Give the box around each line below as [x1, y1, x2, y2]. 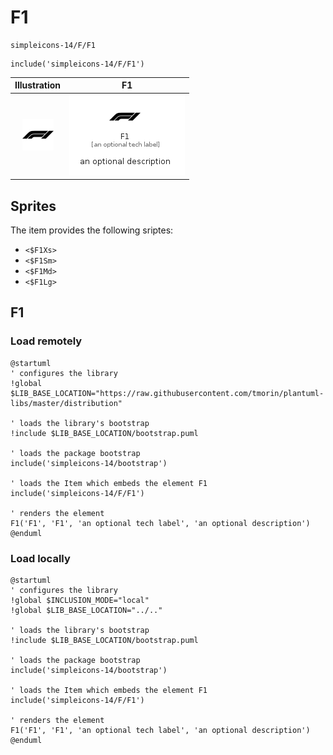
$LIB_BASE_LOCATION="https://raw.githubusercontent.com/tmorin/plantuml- [10, 388, 325, 398]
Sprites [10, 197, 57, 215]
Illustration [14, 79, 62, 91]
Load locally [10, 551, 71, 565]
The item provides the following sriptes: [10, 224, 174, 236]
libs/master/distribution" [10, 398, 123, 408]
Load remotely [10, 334, 83, 348]
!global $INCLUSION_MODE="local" [10, 595, 150, 605]
